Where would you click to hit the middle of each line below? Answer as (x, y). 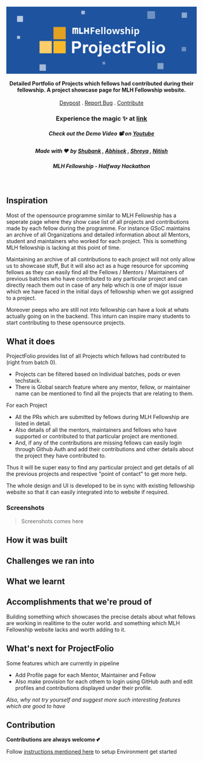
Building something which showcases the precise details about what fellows (101, 617)
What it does (31, 342)
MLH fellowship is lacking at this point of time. (63, 247)
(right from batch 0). (32, 363)
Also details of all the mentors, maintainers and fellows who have (96, 430)
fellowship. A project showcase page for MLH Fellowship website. (101, 90)
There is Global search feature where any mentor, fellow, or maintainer (102, 387)
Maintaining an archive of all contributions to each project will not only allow (101, 259)
